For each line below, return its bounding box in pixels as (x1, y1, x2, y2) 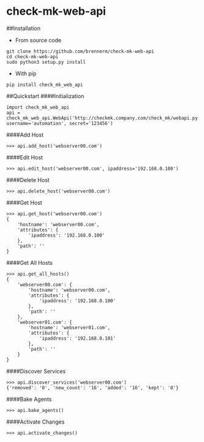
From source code (15, 36, 62, 44)
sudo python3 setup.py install (6, 59, 86, 65)
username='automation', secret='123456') (6, 120, 114, 126)
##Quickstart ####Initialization (6, 92, 84, 99)
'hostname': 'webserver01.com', (28, 324, 111, 330)
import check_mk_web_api (6, 104, 70, 110)
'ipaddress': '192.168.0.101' (38, 335, 116, 341)
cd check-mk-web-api (6, 53, 59, 59)
